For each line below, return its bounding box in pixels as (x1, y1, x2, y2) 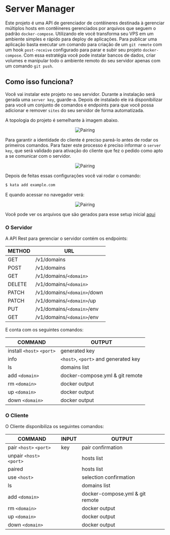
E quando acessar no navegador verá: (5, 191, 84, 198)
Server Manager (5, 3, 75, 15)
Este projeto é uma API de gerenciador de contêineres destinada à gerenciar (5, 20, 165, 26)
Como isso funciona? (5, 78, 73, 86)
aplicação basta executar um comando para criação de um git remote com (5, 41, 162, 47)
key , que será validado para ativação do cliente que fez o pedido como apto (5, 148, 163, 154)
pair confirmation (81, 444, 123, 451)
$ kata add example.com (5, 182, 56, 188)
